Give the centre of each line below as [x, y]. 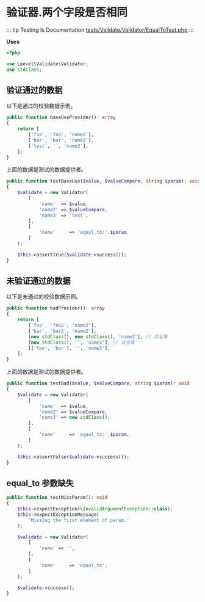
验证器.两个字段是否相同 [67, 13]
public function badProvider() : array [56, 308]
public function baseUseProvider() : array [61, 118]
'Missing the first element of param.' [79, 520]
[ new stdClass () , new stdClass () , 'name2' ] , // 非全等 [98, 336]
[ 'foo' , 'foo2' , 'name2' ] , [63, 325]
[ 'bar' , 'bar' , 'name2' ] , [61, 140]
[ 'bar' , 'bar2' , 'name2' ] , [63, 331]
